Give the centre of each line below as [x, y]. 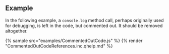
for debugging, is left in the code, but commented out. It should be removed [84, 25]
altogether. [16, 31]
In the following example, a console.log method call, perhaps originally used [84, 20]
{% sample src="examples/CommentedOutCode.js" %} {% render [74, 40]
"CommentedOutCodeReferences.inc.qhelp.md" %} [59, 46]
